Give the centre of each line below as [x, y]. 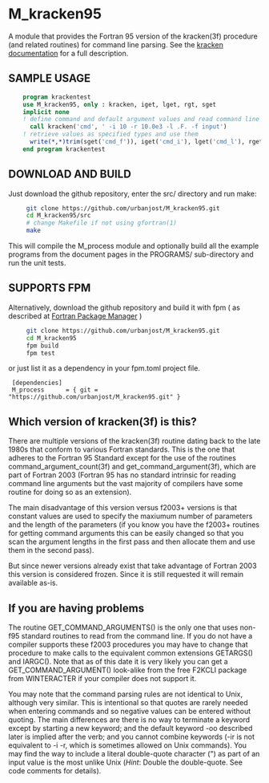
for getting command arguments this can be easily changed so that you [126, 533]
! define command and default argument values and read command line [141, 120]
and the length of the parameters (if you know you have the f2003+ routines [134, 525]
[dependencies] [37, 383]
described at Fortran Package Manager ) [75, 316]
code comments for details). [55, 771]
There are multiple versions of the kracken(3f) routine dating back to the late [134, 441]
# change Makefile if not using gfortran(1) [102, 223]
